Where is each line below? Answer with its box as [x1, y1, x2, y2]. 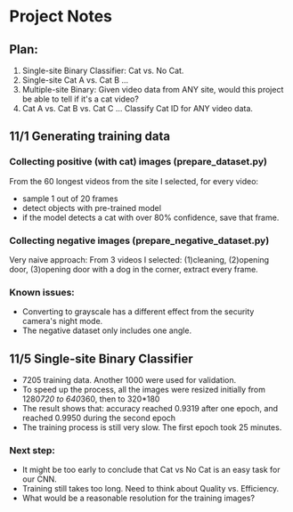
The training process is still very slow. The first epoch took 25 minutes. [21, 422, 282, 433]
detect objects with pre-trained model [21, 202, 162, 213]
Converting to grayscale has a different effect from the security [21, 306, 255, 317]
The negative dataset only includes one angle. [21, 325, 192, 336]
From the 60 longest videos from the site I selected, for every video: [9, 175, 259, 186]
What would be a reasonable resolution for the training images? [21, 492, 256, 504]
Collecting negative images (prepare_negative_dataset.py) [9, 234, 270, 247]
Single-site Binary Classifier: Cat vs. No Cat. [21, 65, 184, 76]
